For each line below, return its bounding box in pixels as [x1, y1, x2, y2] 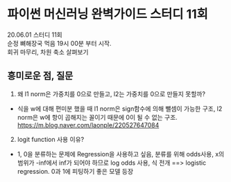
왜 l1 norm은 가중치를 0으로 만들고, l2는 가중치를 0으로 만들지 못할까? [17, 89, 206, 98]
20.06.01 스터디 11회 [7, 30, 62, 39]
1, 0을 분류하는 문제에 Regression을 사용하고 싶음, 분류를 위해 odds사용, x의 [17, 149, 225, 158]
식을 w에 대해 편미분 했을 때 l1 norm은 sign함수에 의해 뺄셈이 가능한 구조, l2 [17, 104, 223, 113]
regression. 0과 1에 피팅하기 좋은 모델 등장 [17, 167, 134, 175]
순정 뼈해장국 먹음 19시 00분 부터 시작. [7, 39, 112, 47]
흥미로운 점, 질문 [7, 70, 74, 82]
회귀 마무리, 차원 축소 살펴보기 [7, 48, 89, 56]
